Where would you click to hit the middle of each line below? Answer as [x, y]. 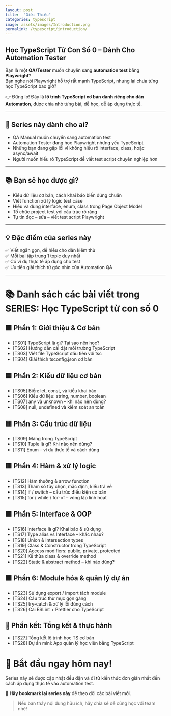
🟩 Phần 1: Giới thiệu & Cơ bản [53, 328]
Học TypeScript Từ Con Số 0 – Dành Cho [70, 50]
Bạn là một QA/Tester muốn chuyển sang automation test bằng [73, 70]
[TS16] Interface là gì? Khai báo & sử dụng [57, 529]
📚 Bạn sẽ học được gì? [42, 180]
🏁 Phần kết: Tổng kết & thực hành [59, 625]
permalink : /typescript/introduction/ [46, 29]
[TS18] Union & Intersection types [48, 540]
